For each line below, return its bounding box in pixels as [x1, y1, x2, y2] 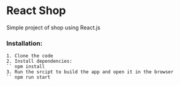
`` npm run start [6, 74, 51, 81]
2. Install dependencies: [6, 59, 72, 65]
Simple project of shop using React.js [6, 24, 101, 31]
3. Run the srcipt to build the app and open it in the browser [6, 69, 174, 75]
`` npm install [6, 63, 45, 70]
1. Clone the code [6, 53, 53, 59]
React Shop [6, 4, 66, 18]
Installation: [6, 39, 43, 48]
